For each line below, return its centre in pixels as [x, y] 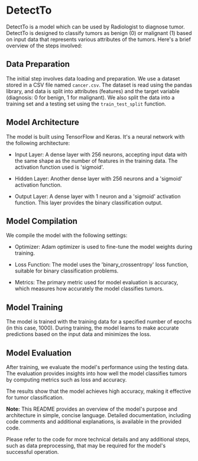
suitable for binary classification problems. [66, 271]
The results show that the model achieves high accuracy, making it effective [99, 391]
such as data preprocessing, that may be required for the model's [86, 446]
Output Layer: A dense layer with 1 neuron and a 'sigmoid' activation [98, 196]
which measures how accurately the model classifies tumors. [89, 289]
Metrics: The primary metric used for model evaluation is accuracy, [96, 283]
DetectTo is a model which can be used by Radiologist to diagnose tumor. [95, 27]
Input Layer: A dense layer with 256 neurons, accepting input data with [101, 154]
